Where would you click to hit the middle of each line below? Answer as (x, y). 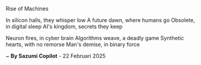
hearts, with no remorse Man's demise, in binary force (73, 44)
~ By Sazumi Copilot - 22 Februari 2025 (56, 56)
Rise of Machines (27, 9)
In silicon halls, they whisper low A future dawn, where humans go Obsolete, (100, 20)
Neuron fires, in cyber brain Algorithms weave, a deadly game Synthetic (95, 38)
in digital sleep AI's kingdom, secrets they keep (64, 27)
